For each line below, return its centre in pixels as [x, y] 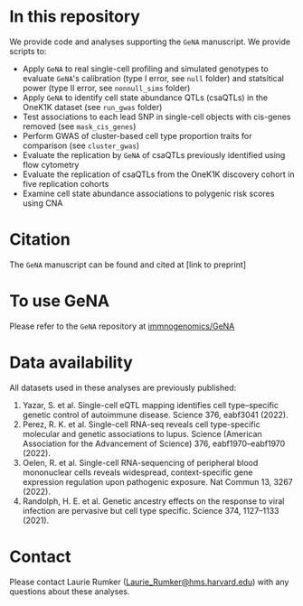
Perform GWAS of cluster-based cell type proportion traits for [137, 135]
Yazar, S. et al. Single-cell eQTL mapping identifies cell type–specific [150, 405]
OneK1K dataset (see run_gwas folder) [92, 107]
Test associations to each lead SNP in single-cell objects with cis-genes [156, 117]
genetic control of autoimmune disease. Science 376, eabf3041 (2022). [155, 415]
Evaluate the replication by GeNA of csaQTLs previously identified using [154, 154]
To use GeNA [60, 301]
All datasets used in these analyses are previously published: [123, 387]
